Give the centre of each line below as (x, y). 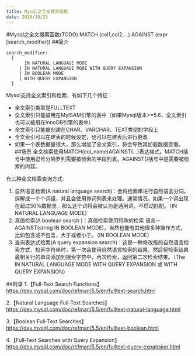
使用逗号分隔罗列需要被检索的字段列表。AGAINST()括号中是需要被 (105, 159)
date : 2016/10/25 (27, 17)
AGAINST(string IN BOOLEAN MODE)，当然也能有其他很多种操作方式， (100, 227)
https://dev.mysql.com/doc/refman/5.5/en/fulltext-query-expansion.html (93, 347)
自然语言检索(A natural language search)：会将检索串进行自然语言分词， (102, 191)
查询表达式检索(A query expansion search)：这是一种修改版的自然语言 (99, 242)
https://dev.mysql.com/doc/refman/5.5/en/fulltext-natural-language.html (93, 309)
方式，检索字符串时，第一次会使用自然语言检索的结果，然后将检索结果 (104, 249)
